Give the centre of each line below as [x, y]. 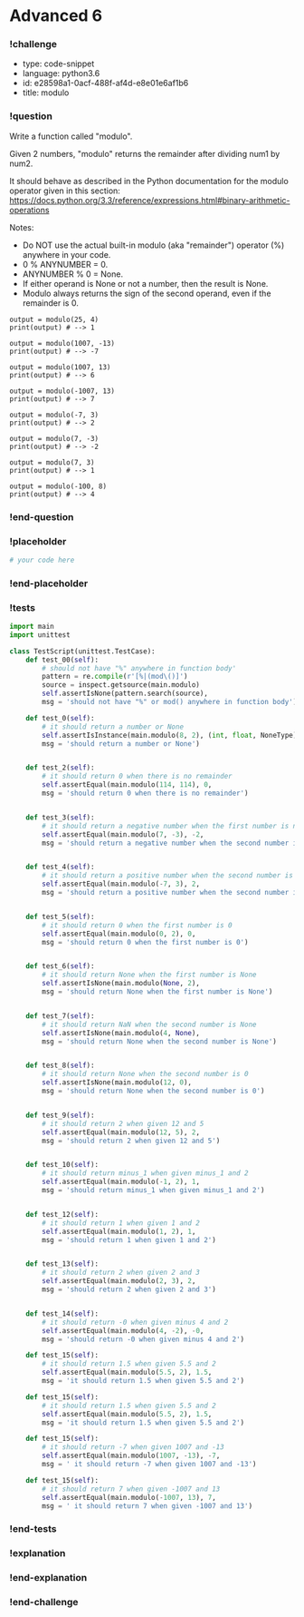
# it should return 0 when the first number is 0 [137, 925]
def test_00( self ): [62, 660]
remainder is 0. [50, 303]
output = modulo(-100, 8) [58, 486]
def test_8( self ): [60, 1066]
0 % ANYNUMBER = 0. [65, 264]
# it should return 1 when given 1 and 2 [121, 1223]
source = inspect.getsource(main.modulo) [121, 685]
